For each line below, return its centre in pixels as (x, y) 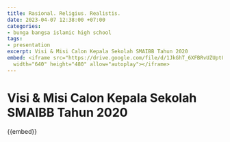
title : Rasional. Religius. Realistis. (64, 13)
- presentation (29, 45)
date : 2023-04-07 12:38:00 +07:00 (56, 20)
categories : (24, 26)
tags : (15, 39)
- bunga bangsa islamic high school (59, 32)
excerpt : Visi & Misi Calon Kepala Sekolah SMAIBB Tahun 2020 (98, 52)
